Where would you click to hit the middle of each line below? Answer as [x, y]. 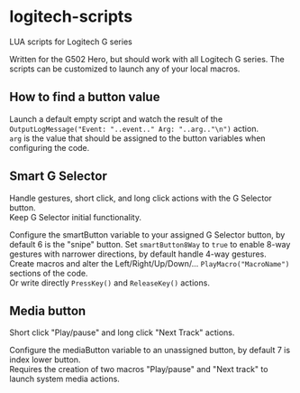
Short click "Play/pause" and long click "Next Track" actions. [122, 332]
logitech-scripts [71, 17]
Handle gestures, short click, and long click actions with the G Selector [141, 198]
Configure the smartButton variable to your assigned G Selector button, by [147, 234]
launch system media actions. [64, 379]
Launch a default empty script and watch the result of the [116, 118]
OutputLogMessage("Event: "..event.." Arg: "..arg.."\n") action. [134, 128]
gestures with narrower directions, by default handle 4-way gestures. [138, 254]
